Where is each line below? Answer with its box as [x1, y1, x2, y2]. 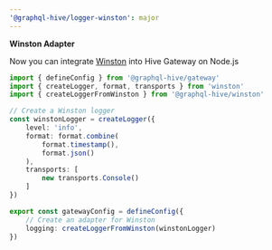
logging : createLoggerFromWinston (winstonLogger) [25, 224, 217, 233]
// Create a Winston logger [9, 106, 116, 116]
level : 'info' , [25, 123, 83, 132]
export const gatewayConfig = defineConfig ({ [9, 207, 183, 216]
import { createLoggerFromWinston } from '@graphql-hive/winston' [9, 90, 265, 100]
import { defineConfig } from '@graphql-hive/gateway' [9, 73, 220, 82]
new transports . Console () [42, 174, 140, 183]
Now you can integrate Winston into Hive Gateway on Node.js [9, 55, 239, 66]
